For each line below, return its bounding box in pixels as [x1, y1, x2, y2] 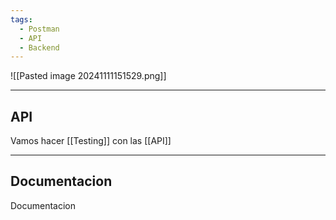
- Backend [19, 42, 60, 53]
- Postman [19, 24, 60, 34]
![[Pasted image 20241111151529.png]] [10, 70, 167, 82]
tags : [10, 14, 33, 25]
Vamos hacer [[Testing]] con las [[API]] [10, 135, 172, 147]
